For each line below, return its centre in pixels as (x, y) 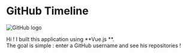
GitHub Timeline (47, 11)
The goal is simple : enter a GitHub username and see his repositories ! (94, 45)
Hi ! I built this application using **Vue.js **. (61, 39)
